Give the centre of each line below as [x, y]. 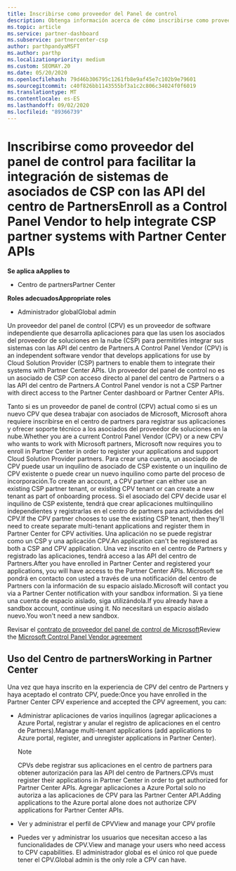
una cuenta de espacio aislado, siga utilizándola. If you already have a [108, 600]
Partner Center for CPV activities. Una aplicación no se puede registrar [110, 533]
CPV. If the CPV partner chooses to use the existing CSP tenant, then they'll [116, 519]
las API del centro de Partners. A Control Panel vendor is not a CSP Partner [115, 385]
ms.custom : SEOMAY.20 [39, 66]
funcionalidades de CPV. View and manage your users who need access [122, 844]
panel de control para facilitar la [102, 161]
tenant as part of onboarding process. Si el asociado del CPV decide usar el [117, 496]
